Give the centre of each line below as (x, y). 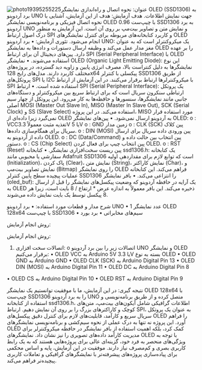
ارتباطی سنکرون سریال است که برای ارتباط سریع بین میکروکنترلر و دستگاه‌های (95, 92)
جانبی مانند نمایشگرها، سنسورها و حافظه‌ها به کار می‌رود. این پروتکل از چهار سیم (97, 99)
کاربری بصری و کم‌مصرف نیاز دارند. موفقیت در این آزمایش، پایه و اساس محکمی (96, 348)
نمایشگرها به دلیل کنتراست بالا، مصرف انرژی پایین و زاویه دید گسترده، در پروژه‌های (99, 67)
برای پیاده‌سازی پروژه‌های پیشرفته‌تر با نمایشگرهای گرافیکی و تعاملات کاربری (92, 354)
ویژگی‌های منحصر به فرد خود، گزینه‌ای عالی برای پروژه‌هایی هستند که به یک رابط (96, 341)
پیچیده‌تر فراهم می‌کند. (32, 360)
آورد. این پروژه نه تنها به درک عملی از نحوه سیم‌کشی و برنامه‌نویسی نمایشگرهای (96, 322)
